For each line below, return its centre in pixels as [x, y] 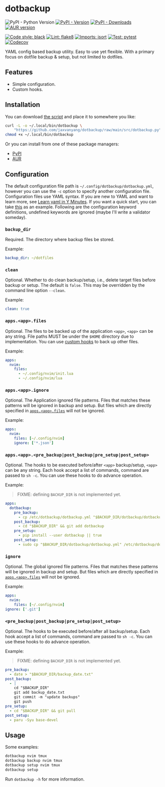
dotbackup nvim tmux [26, 756]
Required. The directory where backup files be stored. [60, 240]
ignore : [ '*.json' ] [34, 443]
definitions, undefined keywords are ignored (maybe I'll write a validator [78, 212]
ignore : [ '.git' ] [23, 609]
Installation [23, 105]
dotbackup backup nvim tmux [34, 761]
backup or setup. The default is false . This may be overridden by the [75, 285]
